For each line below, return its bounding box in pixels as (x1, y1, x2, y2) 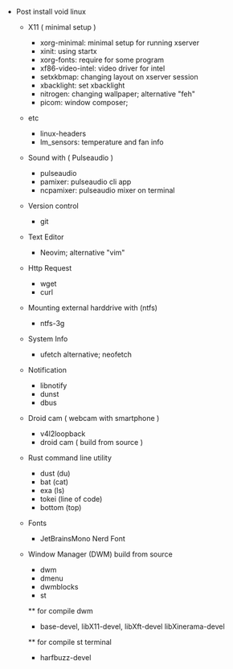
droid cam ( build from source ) (39, 438, 143, 447)
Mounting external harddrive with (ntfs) (27, 303, 158, 312)
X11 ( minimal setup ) (27, 22, 96, 31)
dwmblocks (39, 582, 79, 591)
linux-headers (39, 128, 87, 138)
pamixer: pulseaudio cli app (39, 177, 132, 186)
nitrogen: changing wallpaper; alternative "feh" (39, 89, 195, 99)
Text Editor (27, 232, 64, 242)
